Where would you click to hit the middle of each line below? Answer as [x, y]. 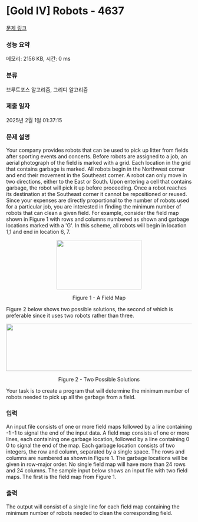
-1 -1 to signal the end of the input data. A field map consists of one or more [98, 433]
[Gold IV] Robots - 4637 [65, 11]
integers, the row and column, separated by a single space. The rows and [95, 452]
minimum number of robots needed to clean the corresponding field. [89, 513]
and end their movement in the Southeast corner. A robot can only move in [97, 175]
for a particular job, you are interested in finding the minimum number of [94, 207]
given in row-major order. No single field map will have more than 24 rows [96, 464]
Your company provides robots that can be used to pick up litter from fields [97, 150]
